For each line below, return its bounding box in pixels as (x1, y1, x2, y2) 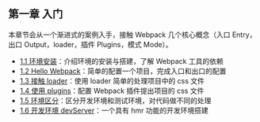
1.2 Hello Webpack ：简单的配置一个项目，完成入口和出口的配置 (19, 66, 227, 76)
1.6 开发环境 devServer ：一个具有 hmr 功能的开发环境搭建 (19, 105, 208, 115)
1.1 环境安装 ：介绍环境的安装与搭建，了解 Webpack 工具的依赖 (19, 56, 224, 65)
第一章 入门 (8, 7, 63, 21)
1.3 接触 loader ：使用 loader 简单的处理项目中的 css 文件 (19, 76, 205, 85)
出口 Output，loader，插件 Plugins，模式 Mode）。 (8, 39, 173, 49)
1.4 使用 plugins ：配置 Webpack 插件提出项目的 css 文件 (19, 86, 205, 95)
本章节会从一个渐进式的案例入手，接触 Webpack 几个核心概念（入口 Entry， (8, 30, 257, 39)
